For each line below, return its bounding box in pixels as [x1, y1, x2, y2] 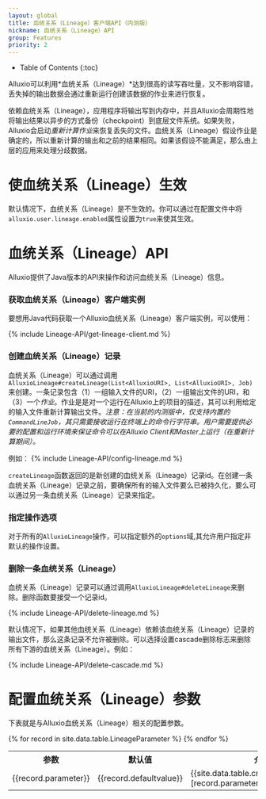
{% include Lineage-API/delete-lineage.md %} [8, 608, 160, 618]
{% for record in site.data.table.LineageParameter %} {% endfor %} [8, 734, 229, 744]
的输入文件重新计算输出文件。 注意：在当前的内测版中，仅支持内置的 [8, 407, 230, 416]
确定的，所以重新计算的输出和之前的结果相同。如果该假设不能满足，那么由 [8, 136, 251, 145]
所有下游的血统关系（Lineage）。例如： [8, 644, 135, 654]
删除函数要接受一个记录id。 [21, 592, 112, 602]
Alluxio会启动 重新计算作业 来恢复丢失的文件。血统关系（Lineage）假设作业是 [8, 126, 257, 136]
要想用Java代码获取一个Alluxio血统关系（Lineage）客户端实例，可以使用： [8, 314, 252, 323]
